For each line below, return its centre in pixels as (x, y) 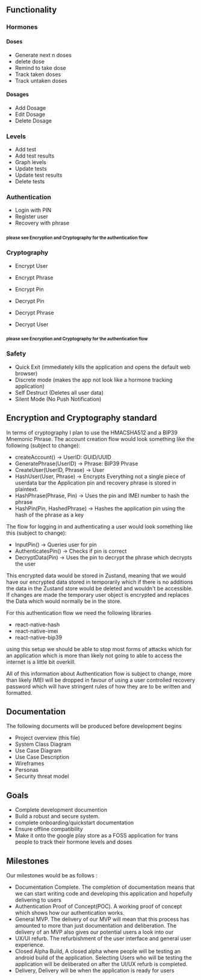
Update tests (31, 169)
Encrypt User (31, 266)
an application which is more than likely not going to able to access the (94, 655)
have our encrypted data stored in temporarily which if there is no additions (100, 582)
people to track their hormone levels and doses (73, 842)
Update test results (39, 175)
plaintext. (26, 489)
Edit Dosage (30, 114)
